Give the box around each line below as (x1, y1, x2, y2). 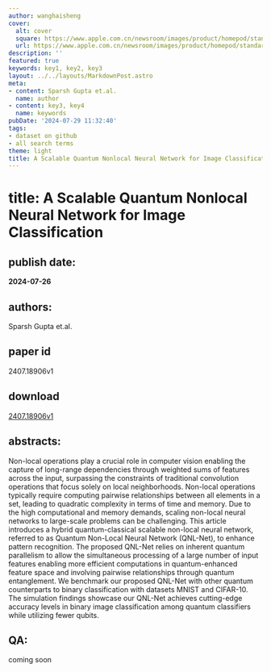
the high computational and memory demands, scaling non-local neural (8, 507, 246, 517)
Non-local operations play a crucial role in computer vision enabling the (8, 456, 246, 465)
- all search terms (8, 139, 74, 148)
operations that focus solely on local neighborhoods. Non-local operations (8, 482, 256, 491)
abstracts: (8, 435, 62, 449)
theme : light (8, 147, 52, 155)
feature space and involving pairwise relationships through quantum (8, 567, 235, 577)
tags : (8, 124, 27, 132)
